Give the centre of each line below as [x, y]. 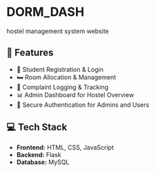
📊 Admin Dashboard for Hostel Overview [75, 94]
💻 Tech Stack [37, 127]
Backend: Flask [39, 154]
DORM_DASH [45, 12]
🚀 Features [30, 53]
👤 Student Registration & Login [60, 69]
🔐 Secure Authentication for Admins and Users [83, 105]
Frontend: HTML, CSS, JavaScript [65, 147]
